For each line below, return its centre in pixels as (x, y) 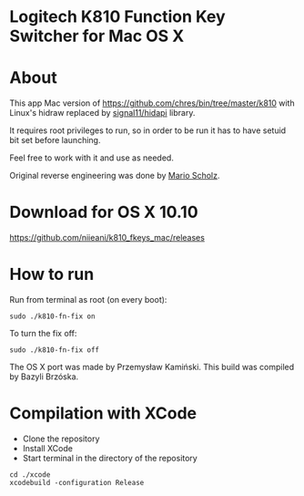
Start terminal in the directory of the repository (110, 458)
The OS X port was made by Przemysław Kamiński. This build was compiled (152, 367)
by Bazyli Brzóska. (44, 377)
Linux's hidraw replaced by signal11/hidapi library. (102, 113)
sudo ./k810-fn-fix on (52, 316)
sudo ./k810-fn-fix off (55, 350)
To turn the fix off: (43, 333)
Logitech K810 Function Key (117, 17)
